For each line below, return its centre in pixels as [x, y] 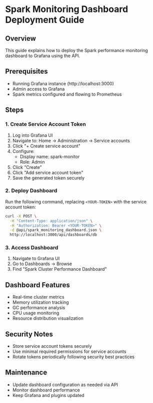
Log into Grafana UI [32, 135]
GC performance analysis [39, 308]
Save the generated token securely [48, 178]
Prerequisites [26, 71]
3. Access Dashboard [32, 248]
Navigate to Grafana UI [36, 259]
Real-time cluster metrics [38, 297]
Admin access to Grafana [38, 89]
